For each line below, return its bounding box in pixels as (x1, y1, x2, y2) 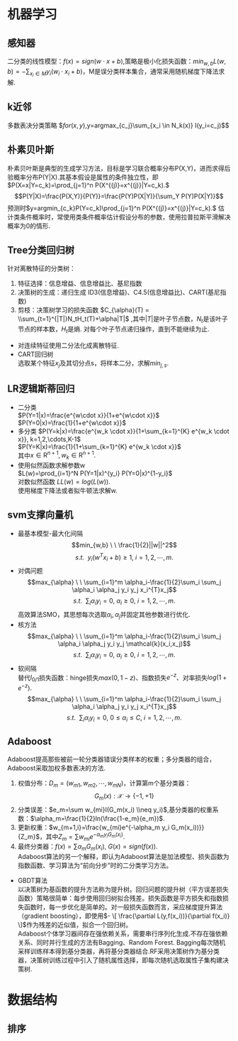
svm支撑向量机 (7, 509, 74, 521)
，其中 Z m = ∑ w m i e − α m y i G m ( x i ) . (39, 831, 125, 843)
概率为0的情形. (7, 221, 51, 230)
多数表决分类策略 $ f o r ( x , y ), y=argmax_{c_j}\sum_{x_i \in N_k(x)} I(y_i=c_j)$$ (7, 121, 229, 130)
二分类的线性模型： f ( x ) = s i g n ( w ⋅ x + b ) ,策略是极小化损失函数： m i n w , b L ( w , (7, 57, 227, 67)
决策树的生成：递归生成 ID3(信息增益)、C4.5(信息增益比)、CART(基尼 (17, 288, 221, 297)
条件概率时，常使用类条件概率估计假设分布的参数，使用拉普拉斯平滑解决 (19, 212, 231, 221)
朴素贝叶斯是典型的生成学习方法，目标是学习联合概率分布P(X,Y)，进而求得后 (7, 164, 231, 172)
